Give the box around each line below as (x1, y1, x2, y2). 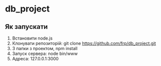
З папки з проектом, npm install (12, 46, 78, 51)
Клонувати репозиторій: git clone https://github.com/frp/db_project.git (12, 40, 156, 46)
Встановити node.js (12, 35, 53, 41)
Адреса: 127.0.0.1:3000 (12, 56, 59, 61)
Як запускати (5, 23, 48, 31)
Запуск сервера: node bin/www (12, 51, 78, 56)
